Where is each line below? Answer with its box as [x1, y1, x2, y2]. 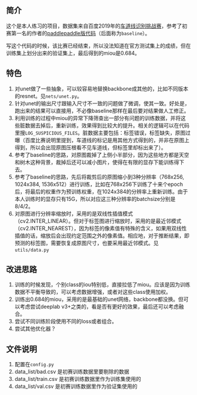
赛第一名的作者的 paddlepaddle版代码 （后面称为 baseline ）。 [6, 29, 151, 36]
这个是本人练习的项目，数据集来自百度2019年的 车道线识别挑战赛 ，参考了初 [6, 22, 188, 29]
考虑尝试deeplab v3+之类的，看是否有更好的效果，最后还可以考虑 [19, 303, 179, 310]
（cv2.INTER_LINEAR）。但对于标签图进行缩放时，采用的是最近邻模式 [14, 217, 182, 225]
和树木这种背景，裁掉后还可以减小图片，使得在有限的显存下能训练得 [14, 158, 179, 166]
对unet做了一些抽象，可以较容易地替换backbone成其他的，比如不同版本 [14, 85, 189, 92]
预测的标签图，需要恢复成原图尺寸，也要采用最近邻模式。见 [14, 239, 159, 246]
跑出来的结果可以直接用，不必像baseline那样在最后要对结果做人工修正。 [14, 107, 189, 114]
